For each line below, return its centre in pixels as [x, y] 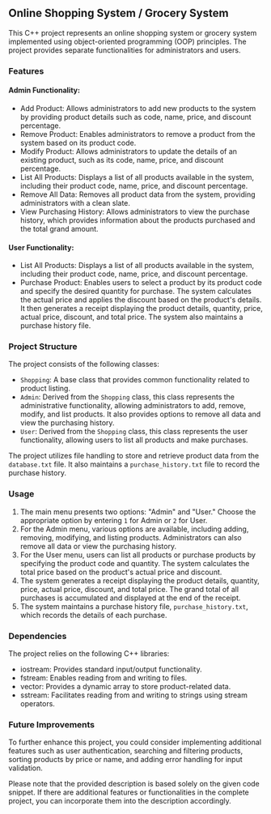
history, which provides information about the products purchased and [138, 220]
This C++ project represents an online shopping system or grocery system [133, 32]
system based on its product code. [78, 143]
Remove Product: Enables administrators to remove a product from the [138, 134]
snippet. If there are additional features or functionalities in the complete [129, 792]
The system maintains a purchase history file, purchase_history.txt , [134, 606]
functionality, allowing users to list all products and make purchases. [134, 440]
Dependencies [38, 636]
